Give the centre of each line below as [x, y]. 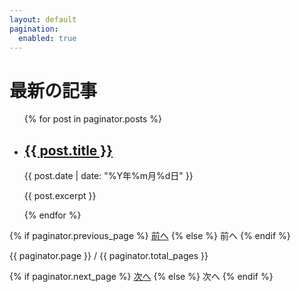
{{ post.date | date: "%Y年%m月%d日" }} [108, 176]
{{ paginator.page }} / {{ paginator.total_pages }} [109, 256]
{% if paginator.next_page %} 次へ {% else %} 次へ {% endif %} [141, 277]
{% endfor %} [52, 215]
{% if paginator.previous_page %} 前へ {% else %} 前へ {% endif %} [150, 236]
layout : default [43, 19]
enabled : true [47, 38]
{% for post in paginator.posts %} [93, 119]
